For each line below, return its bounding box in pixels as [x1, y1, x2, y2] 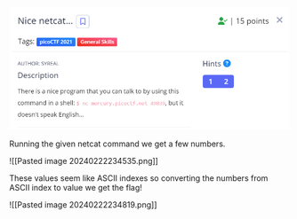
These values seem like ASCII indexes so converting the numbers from [9, 172, 269, 184]
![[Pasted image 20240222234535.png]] [9, 155, 158, 166]
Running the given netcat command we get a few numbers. [9, 138, 226, 149]
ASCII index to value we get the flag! [9, 182, 142, 192]
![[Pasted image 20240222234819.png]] [9, 199, 157, 210]
